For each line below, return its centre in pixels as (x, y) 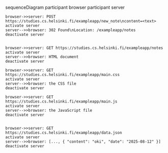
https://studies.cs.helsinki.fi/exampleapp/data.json (64, 133)
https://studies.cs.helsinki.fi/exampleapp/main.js (61, 101)
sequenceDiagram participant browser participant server (65, 7)
